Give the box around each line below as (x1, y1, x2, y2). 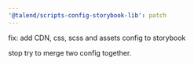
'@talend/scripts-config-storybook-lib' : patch (8, 11, 167, 20)
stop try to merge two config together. (8, 48, 132, 57)
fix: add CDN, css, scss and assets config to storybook (8, 33, 186, 42)
